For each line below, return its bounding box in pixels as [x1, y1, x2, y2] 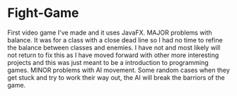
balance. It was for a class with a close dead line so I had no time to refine [7, 35, 223, 44]
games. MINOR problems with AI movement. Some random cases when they [7, 66, 230, 74]
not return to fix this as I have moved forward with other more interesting [7, 51, 219, 59]
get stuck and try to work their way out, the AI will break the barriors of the [7, 73, 225, 82]
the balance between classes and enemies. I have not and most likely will [7, 43, 221, 52]
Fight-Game [7, 5, 79, 21]
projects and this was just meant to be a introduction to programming [7, 58, 209, 66]
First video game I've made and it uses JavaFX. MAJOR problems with [7, 28, 212, 37]
